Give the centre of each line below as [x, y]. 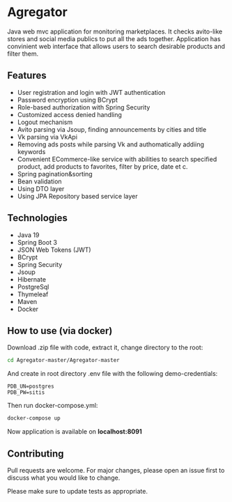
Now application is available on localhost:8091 [75, 432]
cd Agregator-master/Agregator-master [63, 360]
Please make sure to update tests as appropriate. [78, 491]
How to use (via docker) [60, 331]
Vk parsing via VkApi [47, 137]
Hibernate [32, 279]
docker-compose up [34, 418]
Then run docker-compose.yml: [53, 406]
